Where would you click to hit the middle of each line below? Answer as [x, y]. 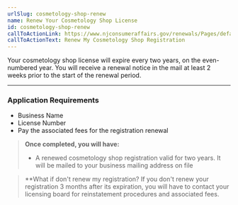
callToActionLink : [34, 34]
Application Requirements [53, 100]
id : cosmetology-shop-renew [49, 27]
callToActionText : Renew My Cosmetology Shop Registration [96, 40]
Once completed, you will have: [72, 144]
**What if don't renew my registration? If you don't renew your [117, 179]
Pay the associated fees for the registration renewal [93, 131]
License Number [42, 123]
